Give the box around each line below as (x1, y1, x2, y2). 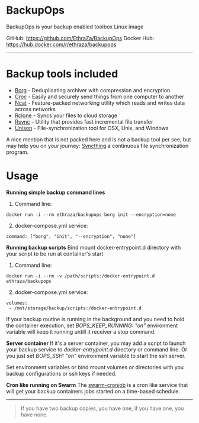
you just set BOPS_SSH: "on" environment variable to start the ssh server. (6, 352, 186, 359)
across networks (14, 105, 56, 112)
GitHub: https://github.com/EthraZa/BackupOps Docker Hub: (6, 34, 155, 41)
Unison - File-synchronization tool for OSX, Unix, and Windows (14, 124, 169, 131)
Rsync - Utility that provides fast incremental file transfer (14, 118, 153, 125)
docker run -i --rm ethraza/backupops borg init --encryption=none (6, 211, 176, 218)
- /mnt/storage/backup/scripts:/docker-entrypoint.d (8, 305, 142, 311)
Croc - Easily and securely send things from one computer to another (14, 93, 185, 100)
